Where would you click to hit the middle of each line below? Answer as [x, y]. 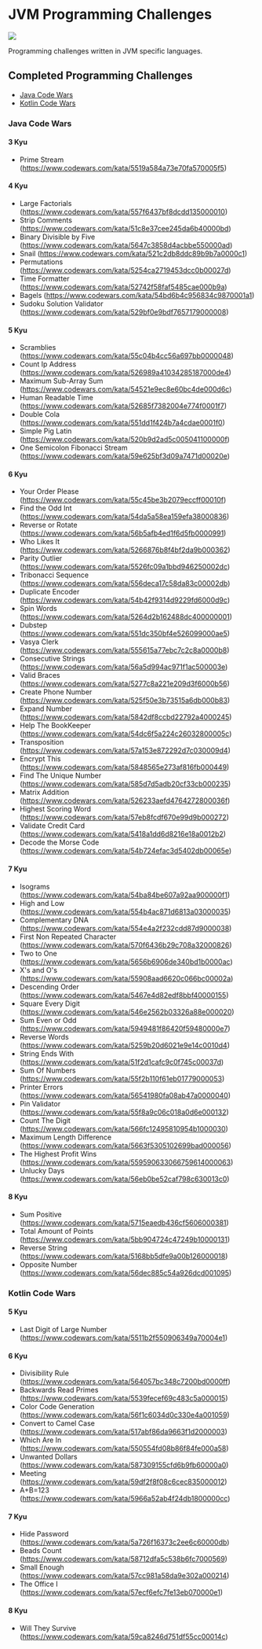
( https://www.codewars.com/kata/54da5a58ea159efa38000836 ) [124, 517]
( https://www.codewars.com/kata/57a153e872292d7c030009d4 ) [125, 751]
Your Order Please [49, 491]
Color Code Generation [57, 1407]
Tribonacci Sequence [54, 575]
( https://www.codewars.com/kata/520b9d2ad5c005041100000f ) [124, 440]
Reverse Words [44, 1036]
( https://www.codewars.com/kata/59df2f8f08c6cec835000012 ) [123, 1482]
